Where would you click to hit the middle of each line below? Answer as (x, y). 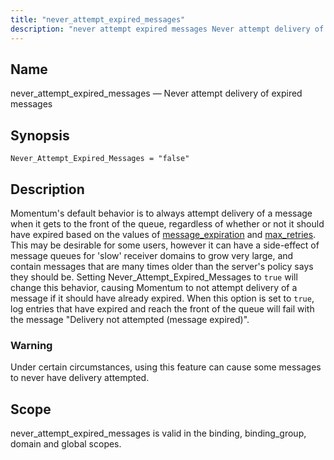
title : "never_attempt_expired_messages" (98, 19)
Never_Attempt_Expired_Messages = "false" (100, 159)
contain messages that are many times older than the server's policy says (162, 266)
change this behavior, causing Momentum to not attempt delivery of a (154, 287)
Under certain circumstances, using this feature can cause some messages (166, 367)
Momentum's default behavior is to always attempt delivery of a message (161, 213)
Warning (31, 345)
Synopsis (40, 135)
